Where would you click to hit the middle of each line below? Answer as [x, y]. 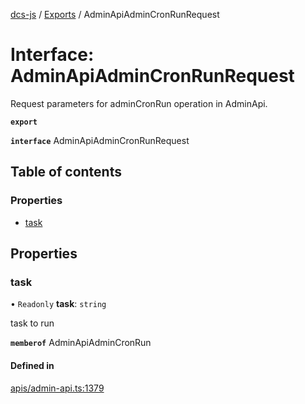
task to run [32, 323]
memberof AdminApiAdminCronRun [81, 343]
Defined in [32, 365]
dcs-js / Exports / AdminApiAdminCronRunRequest [115, 14]
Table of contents [66, 172]
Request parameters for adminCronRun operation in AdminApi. [139, 103]
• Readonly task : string [58, 304]
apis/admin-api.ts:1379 [57, 388]
